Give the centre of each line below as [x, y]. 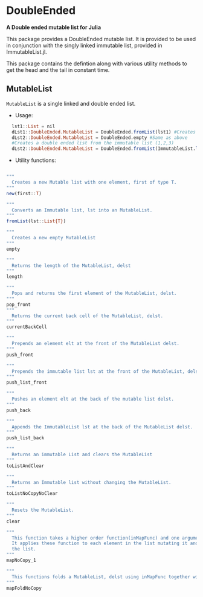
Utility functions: [35, 160]
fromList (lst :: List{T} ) [36, 221]
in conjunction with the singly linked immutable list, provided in [84, 45]
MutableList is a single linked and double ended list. [71, 103]
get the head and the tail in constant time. [58, 69]
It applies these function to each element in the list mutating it [100, 544]
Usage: [24, 115]
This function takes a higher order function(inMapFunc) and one [96, 538]
